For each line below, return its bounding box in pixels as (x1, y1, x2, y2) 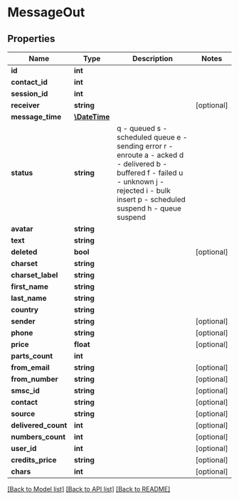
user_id (11, 444, 37, 453)
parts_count (11, 351, 53, 361)
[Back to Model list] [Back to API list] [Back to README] (7, 485, 171, 493)
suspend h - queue (116, 203, 181, 213)
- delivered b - (116, 159, 168, 169)
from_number (11, 374, 58, 384)
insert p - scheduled (116, 195, 186, 204)
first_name (11, 282, 48, 292)
